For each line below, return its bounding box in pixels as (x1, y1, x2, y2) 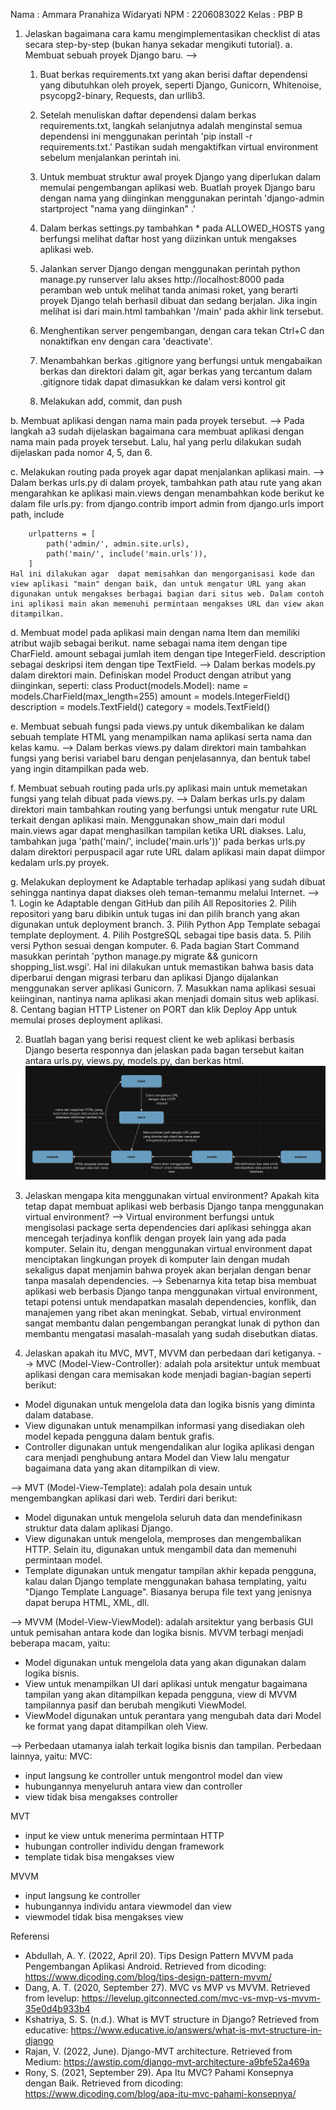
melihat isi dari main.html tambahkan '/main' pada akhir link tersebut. (39, 305, 324, 317)
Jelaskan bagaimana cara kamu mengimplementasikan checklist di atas (24, 28, 321, 39)
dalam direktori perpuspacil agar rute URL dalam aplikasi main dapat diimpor (10, 846, 326, 858)
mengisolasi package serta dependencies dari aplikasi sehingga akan (24, 1222, 312, 1234)
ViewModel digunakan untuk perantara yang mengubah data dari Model (24, 1710, 322, 1722)
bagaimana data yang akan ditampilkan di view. (24, 1462, 220, 1474)
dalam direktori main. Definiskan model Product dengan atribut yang (10, 669, 292, 681)
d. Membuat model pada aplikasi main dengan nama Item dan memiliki (10, 627, 300, 638)
